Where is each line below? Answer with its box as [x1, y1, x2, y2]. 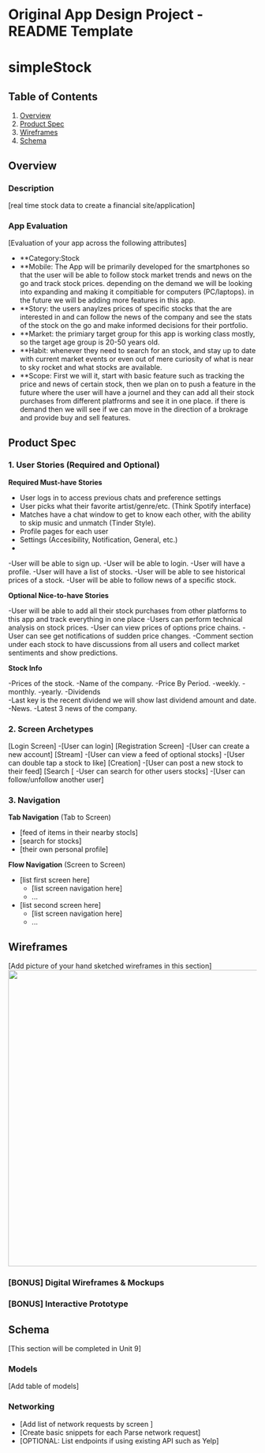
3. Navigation [8, 795, 61, 806]
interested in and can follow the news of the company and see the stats [19, 312, 252, 322]
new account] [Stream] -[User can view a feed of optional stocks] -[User [8, 750, 245, 759]
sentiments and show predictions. [8, 648, 118, 657]
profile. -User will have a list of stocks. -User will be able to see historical [8, 567, 246, 576]
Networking [8, 1401, 55, 1412]
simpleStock [8, 58, 92, 77]
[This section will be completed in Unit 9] [8, 1343, 142, 1353]
